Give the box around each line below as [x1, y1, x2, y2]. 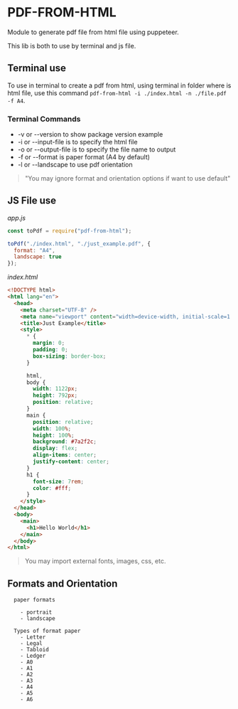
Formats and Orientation [7, 577, 118, 590]
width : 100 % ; [33, 425, 72, 432]
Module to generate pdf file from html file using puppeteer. [7, 28, 179, 36]
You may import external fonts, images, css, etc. [24, 557, 166, 565]
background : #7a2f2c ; [33, 438, 97, 445]
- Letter [20, 634, 46, 641]
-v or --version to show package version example [17, 130, 163, 139]
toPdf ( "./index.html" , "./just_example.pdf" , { [7, 240, 151, 247]
